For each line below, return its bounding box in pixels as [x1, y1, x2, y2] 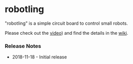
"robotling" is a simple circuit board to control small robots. [5, 20, 128, 26]
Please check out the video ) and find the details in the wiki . [5, 30, 128, 36]
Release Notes [5, 42, 42, 49]
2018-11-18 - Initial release [12, 54, 67, 60]
